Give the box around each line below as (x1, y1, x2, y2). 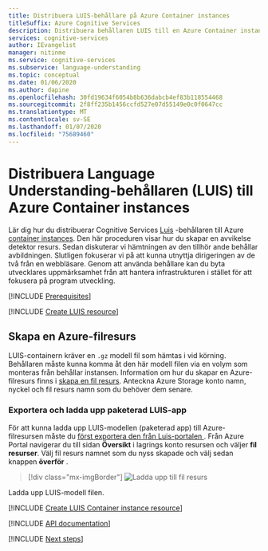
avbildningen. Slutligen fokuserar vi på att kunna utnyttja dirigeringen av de (8, 250, 255, 260)
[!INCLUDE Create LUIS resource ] (8, 306, 119, 316)
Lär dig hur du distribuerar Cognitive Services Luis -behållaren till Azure (8, 225, 244, 234)
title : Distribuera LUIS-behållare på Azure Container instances (8, 11, 230, 20)
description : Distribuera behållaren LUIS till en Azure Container (8, 26, 238, 34)
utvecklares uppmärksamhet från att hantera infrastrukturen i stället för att (8, 267, 253, 277)
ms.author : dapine (8, 85, 69, 94)
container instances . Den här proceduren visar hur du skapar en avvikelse (8, 233, 251, 243)
